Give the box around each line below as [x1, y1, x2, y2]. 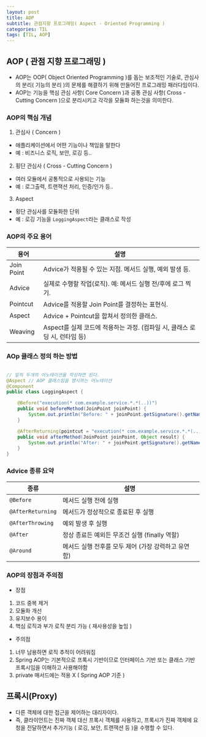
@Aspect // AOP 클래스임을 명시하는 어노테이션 [6, 377, 112, 384]
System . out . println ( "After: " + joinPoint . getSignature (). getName [28, 439, 202, 446]
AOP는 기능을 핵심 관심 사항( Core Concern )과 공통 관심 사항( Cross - [15, 88, 186, 96]
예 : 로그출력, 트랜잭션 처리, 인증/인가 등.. [15, 183, 113, 190]
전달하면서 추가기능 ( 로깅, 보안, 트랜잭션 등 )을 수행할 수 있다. [26, 723, 175, 731]
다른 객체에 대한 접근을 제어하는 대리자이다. [15, 708, 119, 716]
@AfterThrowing [9, 519, 54, 527]
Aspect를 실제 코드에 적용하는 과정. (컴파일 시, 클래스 [43, 323, 188, 331]
